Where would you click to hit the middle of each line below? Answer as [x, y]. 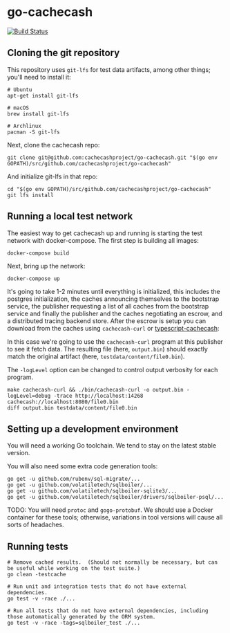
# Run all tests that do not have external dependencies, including [108, 611]
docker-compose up [33, 278]
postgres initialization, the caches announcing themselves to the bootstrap [113, 299]
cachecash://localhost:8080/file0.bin [63, 402]
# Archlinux [24, 126]
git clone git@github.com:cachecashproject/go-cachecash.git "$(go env [112, 157]
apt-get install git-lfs [43, 95]
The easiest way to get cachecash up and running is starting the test [105, 233]
